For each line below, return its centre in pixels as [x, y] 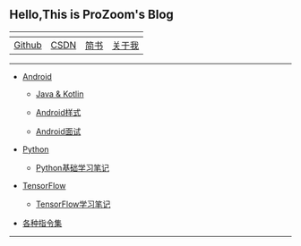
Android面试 [58, 131]
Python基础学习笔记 [73, 167]
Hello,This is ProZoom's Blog [92, 15]
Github [28, 45]
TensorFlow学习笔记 [73, 204]
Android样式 [58, 112]
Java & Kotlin [60, 94]
